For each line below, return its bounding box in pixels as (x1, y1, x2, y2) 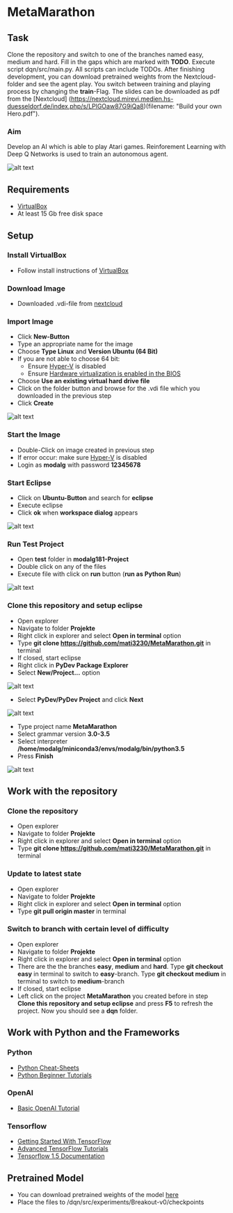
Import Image (7, 317, 54, 327)
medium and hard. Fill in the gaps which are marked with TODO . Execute (7, 58, 216, 66)
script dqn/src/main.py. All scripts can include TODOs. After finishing (7, 65, 205, 73)
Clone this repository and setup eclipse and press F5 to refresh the (17, 999, 214, 1007)
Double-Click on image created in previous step (17, 446, 154, 454)
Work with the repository (7, 785, 118, 797)
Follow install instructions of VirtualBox (17, 266, 129, 275)
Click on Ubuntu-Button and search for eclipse (17, 493, 154, 501)
